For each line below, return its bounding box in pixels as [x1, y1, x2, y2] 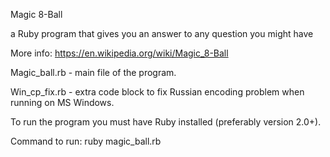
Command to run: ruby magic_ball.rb [10, 135, 162, 147]
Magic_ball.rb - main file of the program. [10, 67, 177, 78]
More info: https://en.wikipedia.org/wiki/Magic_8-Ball [10, 47, 229, 59]
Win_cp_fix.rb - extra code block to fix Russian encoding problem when [10, 86, 305, 98]
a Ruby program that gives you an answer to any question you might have [10, 28, 314, 39]
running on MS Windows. [10, 97, 115, 108]
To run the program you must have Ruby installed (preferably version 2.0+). [10, 116, 322, 128]
